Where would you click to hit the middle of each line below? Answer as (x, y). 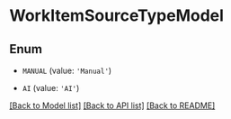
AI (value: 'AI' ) (51, 88)
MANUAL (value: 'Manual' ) (67, 70)
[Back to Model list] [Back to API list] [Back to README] (112, 105)
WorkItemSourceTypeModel (117, 16)
